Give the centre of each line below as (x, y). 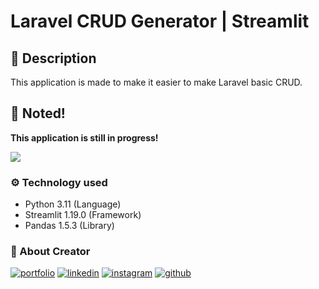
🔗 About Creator (50, 252)
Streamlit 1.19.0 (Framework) (83, 215)
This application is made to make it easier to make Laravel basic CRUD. (156, 82)
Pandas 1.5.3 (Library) (69, 226)
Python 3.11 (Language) (73, 204)
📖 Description (53, 58)
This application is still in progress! (84, 137)
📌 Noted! (38, 113)
